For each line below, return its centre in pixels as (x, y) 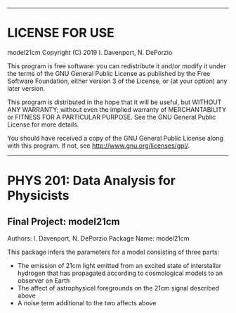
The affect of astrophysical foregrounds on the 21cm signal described (118, 288)
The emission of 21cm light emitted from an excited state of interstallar (119, 265)
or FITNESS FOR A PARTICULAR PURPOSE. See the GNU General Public (112, 117)
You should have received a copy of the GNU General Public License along (115, 138)
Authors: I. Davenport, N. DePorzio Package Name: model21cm (98, 238)
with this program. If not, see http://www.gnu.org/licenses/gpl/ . (98, 146)
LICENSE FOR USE (61, 33)
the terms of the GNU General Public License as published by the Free (109, 73)
